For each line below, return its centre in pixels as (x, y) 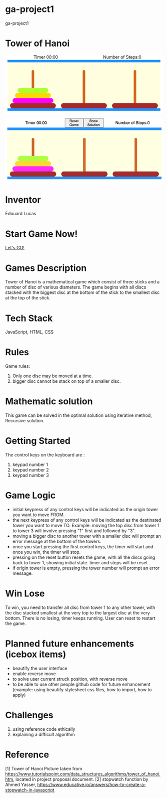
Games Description (46, 268)
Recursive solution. (25, 421)
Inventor (23, 200)
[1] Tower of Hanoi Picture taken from (44, 768)
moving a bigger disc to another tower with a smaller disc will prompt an (86, 536)
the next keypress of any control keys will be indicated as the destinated (87, 520)
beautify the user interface (40, 668)
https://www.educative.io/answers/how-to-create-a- (91, 784)
